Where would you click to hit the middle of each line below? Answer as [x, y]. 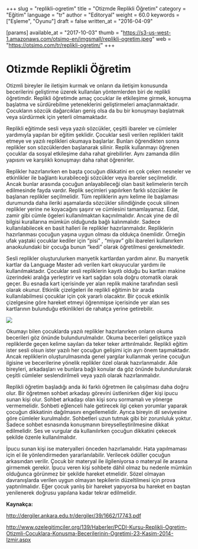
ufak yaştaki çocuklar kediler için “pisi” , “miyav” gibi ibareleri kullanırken [95, 240]
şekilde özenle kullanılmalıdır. [42, 437]
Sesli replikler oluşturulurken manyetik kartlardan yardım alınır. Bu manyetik [98, 258]
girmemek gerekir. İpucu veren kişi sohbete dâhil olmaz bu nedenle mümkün [99, 467]
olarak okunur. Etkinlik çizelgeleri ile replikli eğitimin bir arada [80, 290]
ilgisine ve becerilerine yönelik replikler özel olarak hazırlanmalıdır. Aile [92, 362]
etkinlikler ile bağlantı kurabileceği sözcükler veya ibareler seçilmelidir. [92, 178]
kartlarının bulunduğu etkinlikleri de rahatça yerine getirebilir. [80, 309]
